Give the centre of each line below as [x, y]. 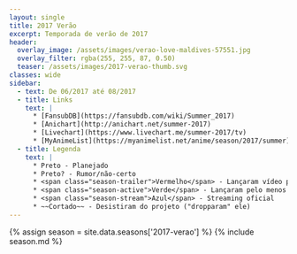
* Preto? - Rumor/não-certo [84, 173]
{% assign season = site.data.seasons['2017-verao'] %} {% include [132, 232]
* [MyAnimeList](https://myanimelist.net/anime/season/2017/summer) [161, 141]
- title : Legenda [49, 149]
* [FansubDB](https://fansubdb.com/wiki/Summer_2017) [134, 116]
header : [23, 42]
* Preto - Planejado [70, 165]
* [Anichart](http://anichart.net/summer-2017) [122, 125]
